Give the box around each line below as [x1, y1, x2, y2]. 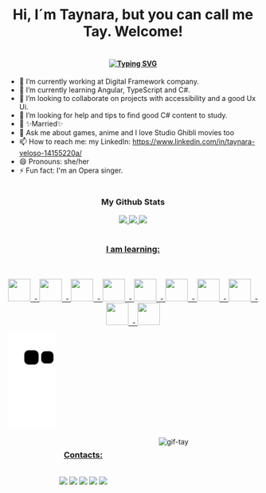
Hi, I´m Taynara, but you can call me [12, 6, 254, 24]
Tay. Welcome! [82, 22, 184, 41]
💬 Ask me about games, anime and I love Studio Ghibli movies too [18, 127, 235, 137]
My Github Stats [101, 196, 165, 208]
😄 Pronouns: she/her [18, 157, 89, 166]
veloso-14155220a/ [18, 148, 83, 157]
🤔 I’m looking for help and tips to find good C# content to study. [18, 110, 228, 120]
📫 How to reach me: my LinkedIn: [18, 137, 131, 146]
